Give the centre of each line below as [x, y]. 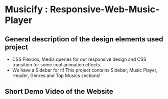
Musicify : [26, 9]
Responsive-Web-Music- [105, 9]
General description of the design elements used [84, 39]
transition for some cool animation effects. [57, 65]
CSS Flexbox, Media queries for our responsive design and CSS [79, 59]
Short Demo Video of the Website [59, 92]
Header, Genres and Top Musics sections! [56, 76]
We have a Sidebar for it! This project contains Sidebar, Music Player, [85, 70]
